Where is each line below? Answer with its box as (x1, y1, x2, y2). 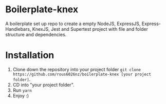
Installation (5, 50, 54, 61)
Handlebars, (5, 26, 31, 32)
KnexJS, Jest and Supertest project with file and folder (32, 26, 148, 32)
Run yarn (12, 87, 32, 93)
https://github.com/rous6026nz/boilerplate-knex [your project (12, 72, 152, 77)
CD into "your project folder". (12, 81, 75, 88)
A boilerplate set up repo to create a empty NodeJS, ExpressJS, (5, 20, 141, 27)
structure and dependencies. (5, 31, 67, 37)
